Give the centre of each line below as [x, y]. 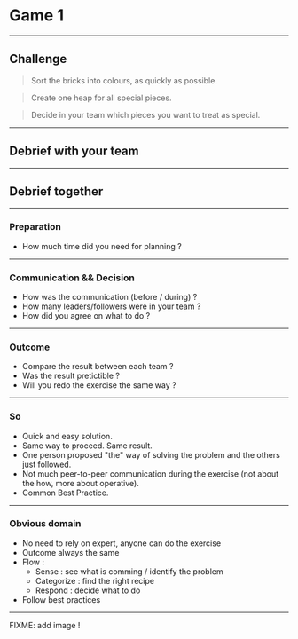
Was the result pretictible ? [71, 376]
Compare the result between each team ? [98, 367]
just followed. [47, 464]
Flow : [33, 562]
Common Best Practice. [65, 493]
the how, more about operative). [80, 483]
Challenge [38, 59]
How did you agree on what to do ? [86, 315]
